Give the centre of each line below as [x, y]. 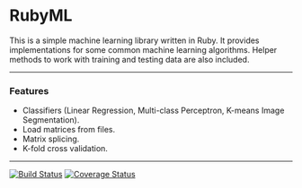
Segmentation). [51, 120]
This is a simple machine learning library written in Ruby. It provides [134, 40]
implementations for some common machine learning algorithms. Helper [143, 49]
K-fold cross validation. [65, 149]
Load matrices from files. [68, 130]
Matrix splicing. [51, 139]
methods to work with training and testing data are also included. [129, 59]
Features [29, 90]
